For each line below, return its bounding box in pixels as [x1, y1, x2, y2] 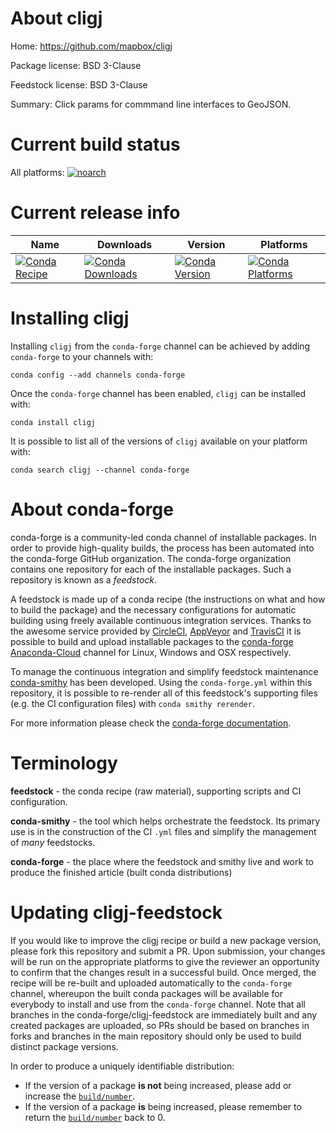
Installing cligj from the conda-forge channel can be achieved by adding [10, 340, 311, 352]
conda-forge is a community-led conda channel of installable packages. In [10, 531, 317, 543]
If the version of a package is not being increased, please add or [24, 1079, 292, 1091]
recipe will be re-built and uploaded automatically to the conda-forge [10, 977, 293, 989]
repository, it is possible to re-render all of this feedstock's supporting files [10, 687, 318, 699]
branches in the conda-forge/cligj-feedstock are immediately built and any [10, 1008, 318, 1021]
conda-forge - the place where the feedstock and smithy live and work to [10, 855, 314, 867]
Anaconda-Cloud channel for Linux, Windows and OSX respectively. [10, 646, 292, 658]
